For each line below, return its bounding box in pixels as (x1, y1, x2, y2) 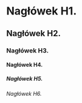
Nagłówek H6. (6, 90, 42, 98)
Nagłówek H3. (6, 46, 49, 55)
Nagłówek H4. (6, 61, 43, 69)
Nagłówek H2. (6, 28, 61, 39)
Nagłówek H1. (6, 4, 77, 18)
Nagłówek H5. (6, 75, 43, 82)
